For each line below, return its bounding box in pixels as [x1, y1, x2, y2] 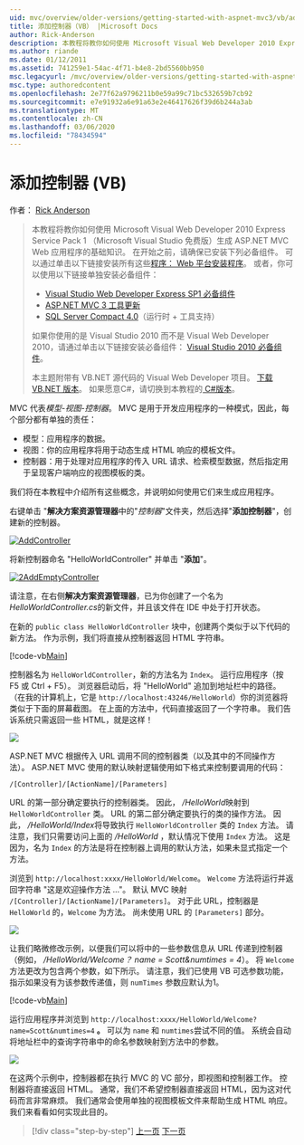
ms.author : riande [9, 47, 79, 56]
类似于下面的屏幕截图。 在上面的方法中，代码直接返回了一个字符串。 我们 [9, 702, 283, 713]
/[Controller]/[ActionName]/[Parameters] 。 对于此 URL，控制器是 [9, 895, 260, 906]
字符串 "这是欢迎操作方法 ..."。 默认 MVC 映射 [16, 883, 187, 894]
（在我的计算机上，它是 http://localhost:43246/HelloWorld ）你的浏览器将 [9, 692, 289, 702]
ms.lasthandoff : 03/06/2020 [9, 123, 116, 132]
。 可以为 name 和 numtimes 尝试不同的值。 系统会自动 [96, 1025, 291, 1035]
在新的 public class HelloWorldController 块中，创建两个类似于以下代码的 [9, 621, 291, 632]
